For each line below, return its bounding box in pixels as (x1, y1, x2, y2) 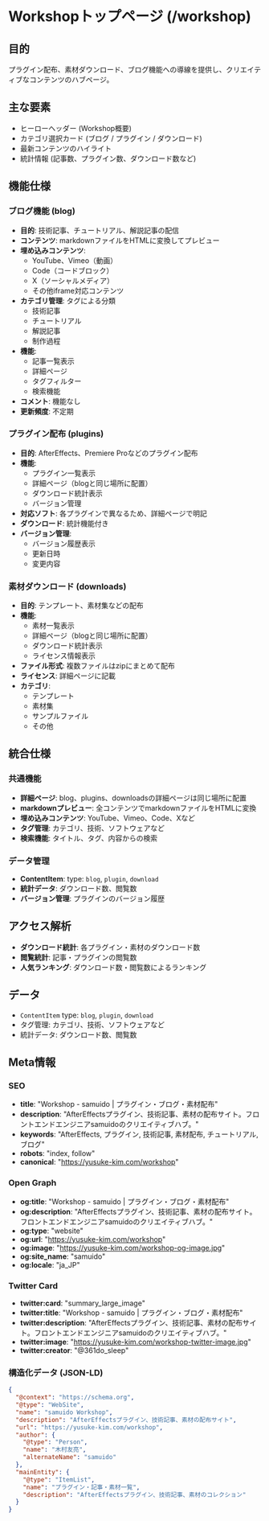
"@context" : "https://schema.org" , (15, 1393, 135, 1402)
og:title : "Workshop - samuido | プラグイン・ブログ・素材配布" (19, 1196, 230, 1207)
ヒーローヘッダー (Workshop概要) (19, 123, 132, 133)
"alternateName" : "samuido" (22, 1453, 116, 1461)
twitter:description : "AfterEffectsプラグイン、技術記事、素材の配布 (19, 1318, 243, 1327)
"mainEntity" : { (15, 1468, 70, 1476)
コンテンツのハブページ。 (29, 75, 114, 84)
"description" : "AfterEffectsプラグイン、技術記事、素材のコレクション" (22, 1490, 247, 1498)
